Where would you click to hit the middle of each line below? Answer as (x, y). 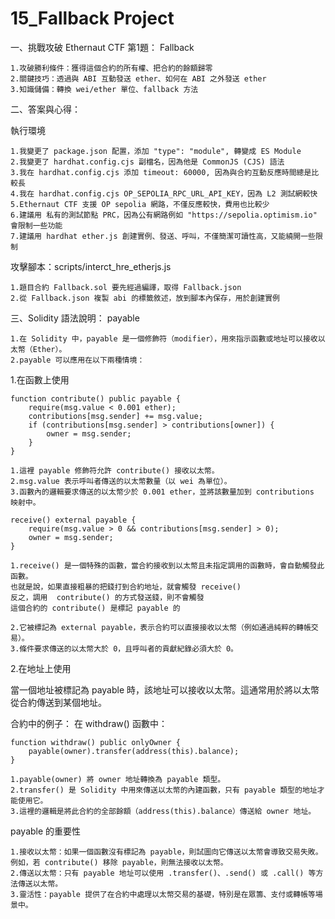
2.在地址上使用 (41, 668)
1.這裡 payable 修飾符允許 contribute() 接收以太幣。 (115, 470)
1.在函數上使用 (40, 379)
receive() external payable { (73, 520)
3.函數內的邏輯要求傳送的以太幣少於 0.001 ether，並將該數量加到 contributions (162, 492)
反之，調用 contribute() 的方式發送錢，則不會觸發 (107, 597)
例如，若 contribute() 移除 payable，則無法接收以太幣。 (119, 862)
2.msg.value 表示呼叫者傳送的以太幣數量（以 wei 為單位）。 (121, 481)
